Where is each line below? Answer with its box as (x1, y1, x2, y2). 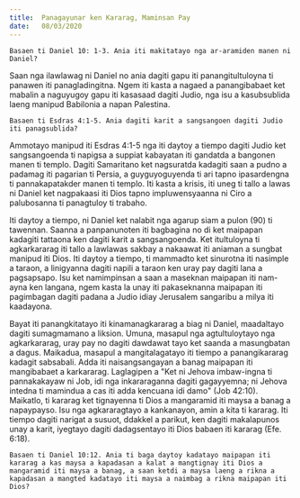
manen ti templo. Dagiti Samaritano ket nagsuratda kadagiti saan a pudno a (9, 158, 287, 169)
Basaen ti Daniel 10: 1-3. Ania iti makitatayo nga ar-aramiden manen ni (9, 46, 292, 55)
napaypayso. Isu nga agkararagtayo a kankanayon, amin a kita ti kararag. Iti (9, 404, 289, 415)
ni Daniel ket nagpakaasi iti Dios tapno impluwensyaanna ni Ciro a (9, 187, 252, 198)
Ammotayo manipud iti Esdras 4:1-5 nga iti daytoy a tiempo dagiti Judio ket (9, 140, 287, 150)
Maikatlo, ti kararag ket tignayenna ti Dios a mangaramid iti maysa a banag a (9, 394, 291, 405)
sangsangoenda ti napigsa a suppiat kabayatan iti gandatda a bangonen (9, 149, 276, 160)
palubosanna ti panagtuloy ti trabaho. (9, 197, 148, 208)
